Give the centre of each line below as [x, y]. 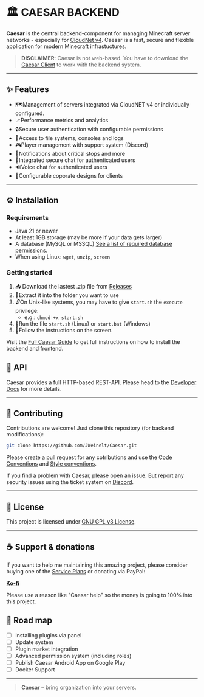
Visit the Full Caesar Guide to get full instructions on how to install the [93, 341]
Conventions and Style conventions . [52, 464]
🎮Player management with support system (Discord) [82, 145]
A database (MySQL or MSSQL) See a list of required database [93, 244]
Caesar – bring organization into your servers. [79, 688]
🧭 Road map [29, 621]
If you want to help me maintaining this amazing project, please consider [97, 565]
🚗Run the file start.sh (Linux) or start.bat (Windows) [83, 323]
